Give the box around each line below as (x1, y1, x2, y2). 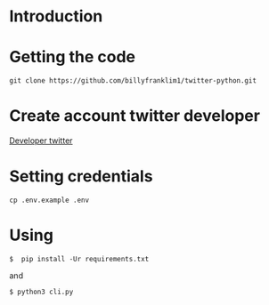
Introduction (9, 6, 103, 27)
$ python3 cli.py (9, 287, 74, 296)
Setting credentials (9, 166, 153, 187)
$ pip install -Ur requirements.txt (9, 254, 150, 263)
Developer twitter (9, 135, 73, 146)
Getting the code (9, 47, 136, 68)
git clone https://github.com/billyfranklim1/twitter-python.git (9, 76, 257, 85)
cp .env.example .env (9, 196, 90, 205)
